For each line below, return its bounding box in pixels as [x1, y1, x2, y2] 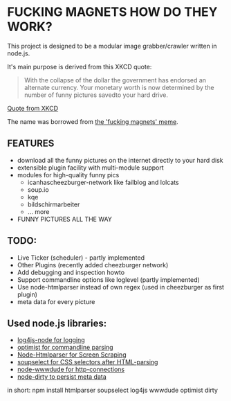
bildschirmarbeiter [27, 200, 80, 208]
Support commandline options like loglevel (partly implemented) [17, 275, 201, 284]
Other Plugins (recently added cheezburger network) [17, 260, 169, 269]
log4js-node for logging [17, 336, 85, 344]
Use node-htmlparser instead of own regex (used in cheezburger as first [17, 283, 225, 291]
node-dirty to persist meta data [17, 373, 107, 381]
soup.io [27, 185, 50, 194]
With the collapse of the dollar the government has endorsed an [24, 75, 206, 84]
